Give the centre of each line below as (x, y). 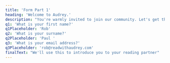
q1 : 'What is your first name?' (39, 24)
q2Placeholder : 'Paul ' (30, 39)
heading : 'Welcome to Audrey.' (38, 15)
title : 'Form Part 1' (28, 10)
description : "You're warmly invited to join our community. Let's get (82, 19)
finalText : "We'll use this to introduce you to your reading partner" (82, 52)
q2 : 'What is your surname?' (36, 34)
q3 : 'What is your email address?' (43, 43)
